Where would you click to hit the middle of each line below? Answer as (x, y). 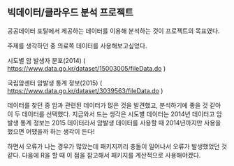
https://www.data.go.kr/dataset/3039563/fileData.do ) (85, 90)
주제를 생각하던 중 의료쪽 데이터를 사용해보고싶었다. (77, 46)
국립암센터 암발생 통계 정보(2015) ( (55, 83)
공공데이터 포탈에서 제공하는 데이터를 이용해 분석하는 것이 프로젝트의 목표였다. (114, 31)
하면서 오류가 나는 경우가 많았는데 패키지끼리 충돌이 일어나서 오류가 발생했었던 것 (117, 146)
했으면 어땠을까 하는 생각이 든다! (51, 131)
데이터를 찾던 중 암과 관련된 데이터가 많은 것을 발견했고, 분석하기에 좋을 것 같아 (114, 105)
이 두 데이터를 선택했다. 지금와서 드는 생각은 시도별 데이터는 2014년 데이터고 (111, 113)
